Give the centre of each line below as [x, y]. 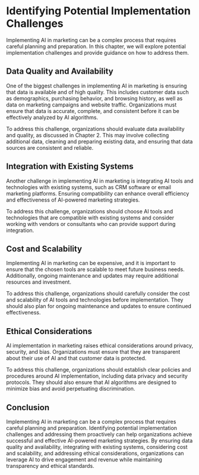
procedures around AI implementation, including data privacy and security [97, 376]
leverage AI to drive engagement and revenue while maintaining [84, 460]
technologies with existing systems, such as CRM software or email [89, 187]
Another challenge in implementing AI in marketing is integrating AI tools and [100, 181]
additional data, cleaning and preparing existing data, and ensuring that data [99, 141]
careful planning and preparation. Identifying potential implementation [91, 428]
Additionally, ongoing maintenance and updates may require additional [92, 276]
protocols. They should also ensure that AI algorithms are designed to [91, 382]
